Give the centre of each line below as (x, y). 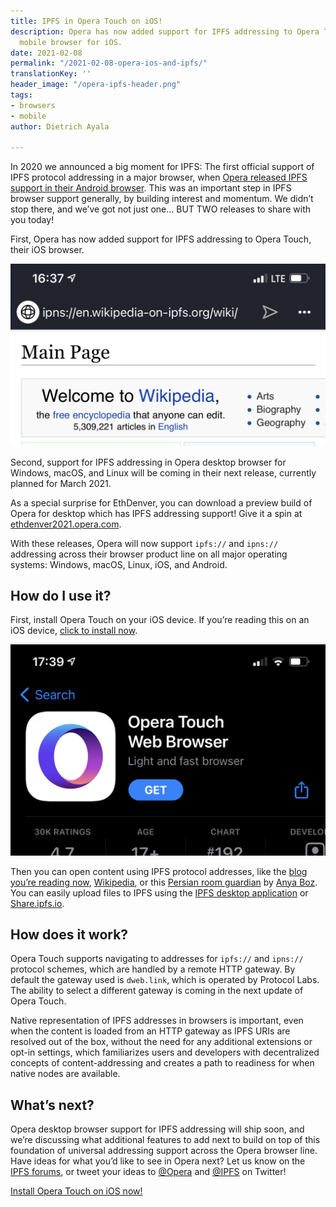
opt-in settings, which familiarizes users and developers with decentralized (165, 1052)
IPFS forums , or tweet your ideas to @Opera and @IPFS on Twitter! (148, 1172)
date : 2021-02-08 (46, 53)
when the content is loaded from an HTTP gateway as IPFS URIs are (150, 1031)
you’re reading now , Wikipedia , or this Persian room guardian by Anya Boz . (164, 882)
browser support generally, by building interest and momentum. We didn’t (162, 199)
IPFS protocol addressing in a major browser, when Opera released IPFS (159, 177)
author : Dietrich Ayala (60, 126)
